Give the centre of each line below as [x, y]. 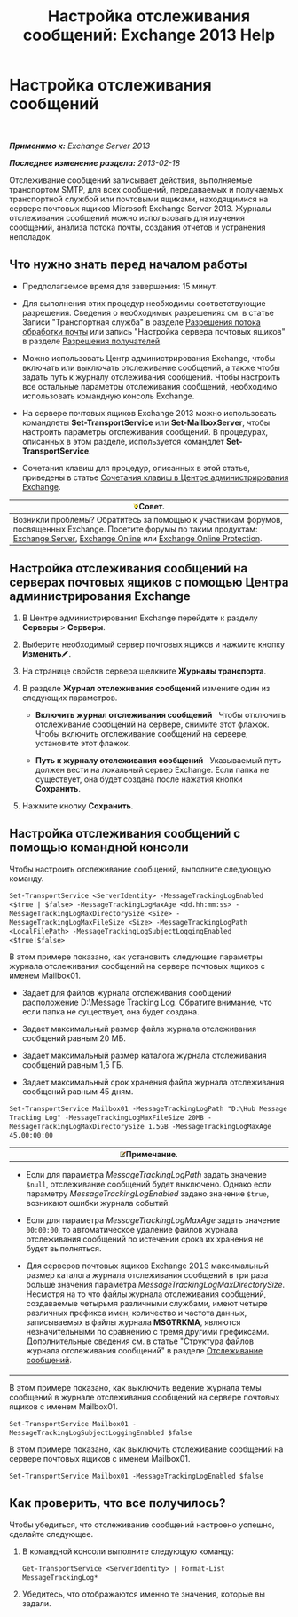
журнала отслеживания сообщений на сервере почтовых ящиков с [137, 966]
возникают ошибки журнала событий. [98, 1203]
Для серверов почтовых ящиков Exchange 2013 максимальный [147, 1266]
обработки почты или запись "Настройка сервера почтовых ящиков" [153, 331]
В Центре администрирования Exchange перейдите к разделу [140, 618]
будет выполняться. [64, 1249]
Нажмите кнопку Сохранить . [78, 806]
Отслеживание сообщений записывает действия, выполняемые [131, 180]
